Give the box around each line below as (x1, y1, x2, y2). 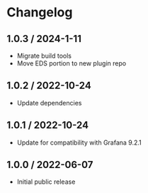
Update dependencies (16, 98, 82, 107)
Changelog (6, 4, 73, 21)
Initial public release (16, 177, 76, 186)
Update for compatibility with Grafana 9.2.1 (16, 138, 142, 147)
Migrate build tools (16, 51, 72, 60)
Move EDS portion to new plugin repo (16, 59, 127, 68)
